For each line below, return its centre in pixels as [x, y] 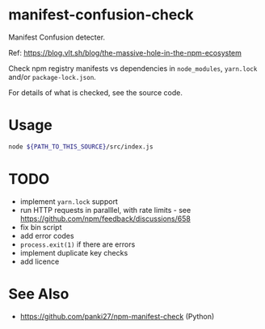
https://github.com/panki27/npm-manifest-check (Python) [117, 316]
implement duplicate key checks [74, 252]
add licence [40, 261]
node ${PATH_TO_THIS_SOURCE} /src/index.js [81, 147]
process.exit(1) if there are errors [78, 244]
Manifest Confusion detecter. [57, 37]
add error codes [47, 235]
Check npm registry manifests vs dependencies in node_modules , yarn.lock [133, 68]
